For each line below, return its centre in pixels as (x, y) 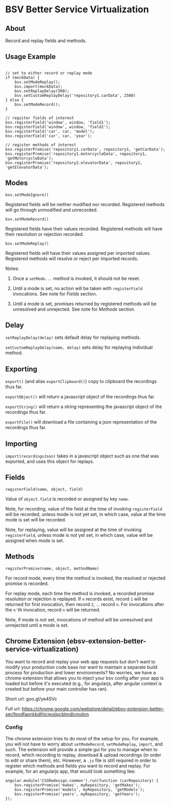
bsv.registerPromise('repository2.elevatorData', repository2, (74, 163)
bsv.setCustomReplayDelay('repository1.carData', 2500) (75, 95)
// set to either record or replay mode (49, 73)
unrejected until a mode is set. (37, 625)
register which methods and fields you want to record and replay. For (78, 765)
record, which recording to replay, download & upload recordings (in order (83, 755)
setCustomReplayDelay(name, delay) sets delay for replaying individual (79, 348)
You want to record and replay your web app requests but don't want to (80, 661)
